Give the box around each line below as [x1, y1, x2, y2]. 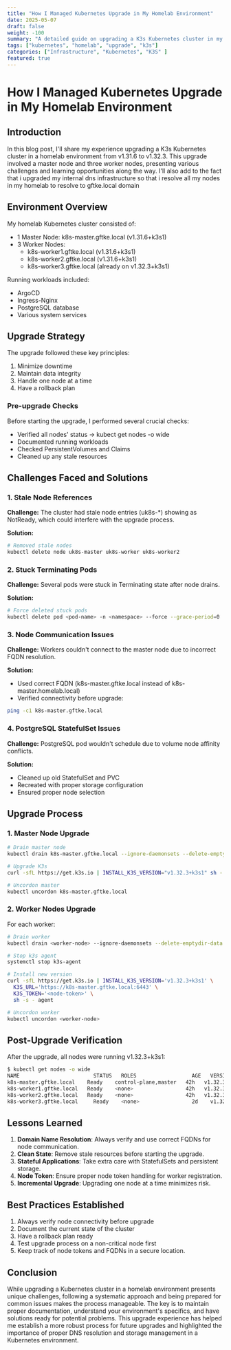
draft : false [7, 23, 45, 30]
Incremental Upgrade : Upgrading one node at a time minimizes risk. [16, 1179, 211, 1188]
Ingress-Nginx [16, 296, 58, 304]
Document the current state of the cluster [16, 1225, 135, 1233]
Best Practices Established [7, 1199, 124, 1211]
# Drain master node [7, 844, 67, 851]
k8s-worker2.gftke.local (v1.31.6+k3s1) [27, 255, 137, 263]
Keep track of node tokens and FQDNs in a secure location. [16, 1247, 186, 1255]
